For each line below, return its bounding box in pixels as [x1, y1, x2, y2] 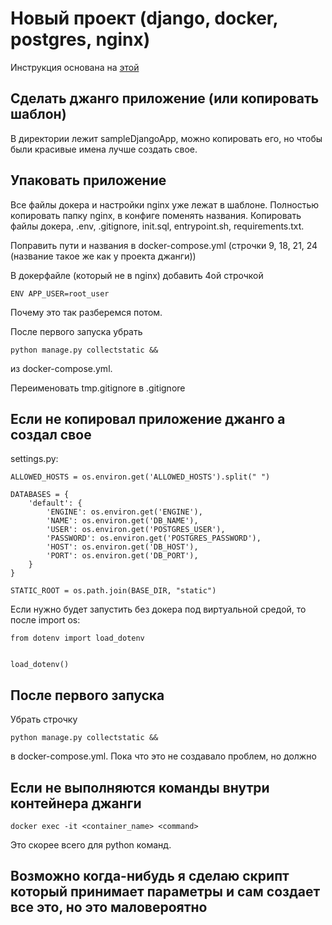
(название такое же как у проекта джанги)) [10, 250, 197, 262]
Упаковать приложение [10, 172, 167, 189]
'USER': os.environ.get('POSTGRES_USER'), [46, 525, 226, 535]
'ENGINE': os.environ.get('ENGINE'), [46, 507, 203, 517]
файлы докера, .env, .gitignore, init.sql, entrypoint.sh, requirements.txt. [10, 220, 305, 232]
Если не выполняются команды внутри [10, 779, 270, 796]
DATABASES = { [10, 490, 70, 500]
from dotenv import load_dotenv [10, 633, 145, 644]
